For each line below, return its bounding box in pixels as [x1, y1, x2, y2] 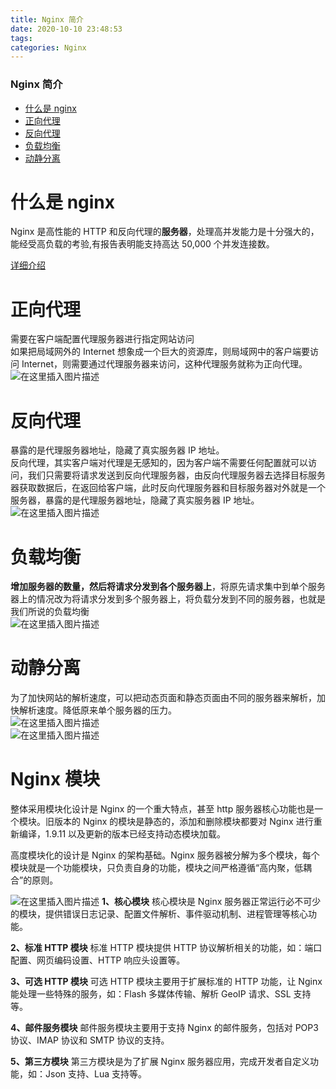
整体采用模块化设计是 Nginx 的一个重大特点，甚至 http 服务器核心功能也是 [10, 803, 315, 815]
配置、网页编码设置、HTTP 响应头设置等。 [10, 954, 186, 966]
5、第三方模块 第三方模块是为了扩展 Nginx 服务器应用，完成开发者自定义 [10, 1056, 310, 1068]
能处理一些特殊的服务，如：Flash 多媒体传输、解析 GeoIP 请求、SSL [10, 988, 292, 1000]
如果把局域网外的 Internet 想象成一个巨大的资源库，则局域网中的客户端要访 [10, 346, 320, 358]
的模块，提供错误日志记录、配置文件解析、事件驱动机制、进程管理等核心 [10, 908, 308, 920]
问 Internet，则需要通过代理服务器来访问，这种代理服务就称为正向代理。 [10, 358, 308, 370]
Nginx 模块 [10, 768, 100, 791]
